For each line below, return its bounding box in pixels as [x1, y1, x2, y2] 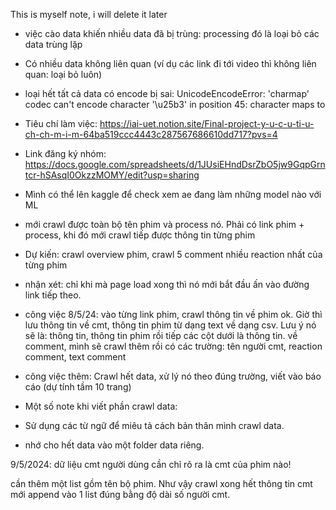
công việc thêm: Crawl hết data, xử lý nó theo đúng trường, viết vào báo [24, 370, 322, 382]
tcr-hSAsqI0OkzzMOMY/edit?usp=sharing [24, 169, 200, 181]
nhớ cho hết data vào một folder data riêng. [24, 439, 205, 451]
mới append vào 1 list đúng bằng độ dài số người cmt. [10, 489, 231, 500]
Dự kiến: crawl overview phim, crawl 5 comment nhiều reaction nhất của [24, 249, 323, 260]
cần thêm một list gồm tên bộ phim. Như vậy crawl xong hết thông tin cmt [10, 478, 313, 489]
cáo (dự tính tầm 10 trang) [24, 381, 132, 393]
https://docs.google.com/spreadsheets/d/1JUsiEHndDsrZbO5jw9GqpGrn [24, 159, 326, 170]
